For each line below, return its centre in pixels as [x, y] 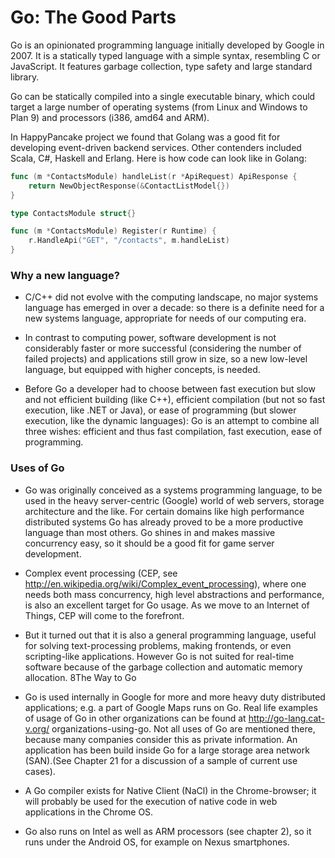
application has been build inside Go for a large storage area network [167, 750]
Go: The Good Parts [93, 17]
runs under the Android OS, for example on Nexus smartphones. [157, 842]
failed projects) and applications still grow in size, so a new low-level [166, 359]
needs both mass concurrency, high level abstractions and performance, [174, 594]
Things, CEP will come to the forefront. [104, 615]
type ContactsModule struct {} [73, 213]
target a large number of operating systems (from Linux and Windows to [159, 107]
